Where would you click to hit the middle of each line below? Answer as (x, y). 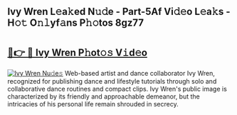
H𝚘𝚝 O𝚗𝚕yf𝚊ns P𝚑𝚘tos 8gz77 (76, 23)
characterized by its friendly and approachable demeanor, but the (104, 96)
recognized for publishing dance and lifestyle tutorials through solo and (112, 81)
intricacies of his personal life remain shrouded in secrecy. (93, 104)
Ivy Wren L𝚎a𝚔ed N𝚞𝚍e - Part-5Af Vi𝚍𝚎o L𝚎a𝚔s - (119, 12)
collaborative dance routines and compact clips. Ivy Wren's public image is (117, 89)
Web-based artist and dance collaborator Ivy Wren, (139, 73)
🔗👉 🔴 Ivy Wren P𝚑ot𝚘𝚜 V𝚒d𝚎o (78, 52)
